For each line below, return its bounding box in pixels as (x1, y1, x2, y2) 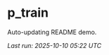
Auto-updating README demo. (7, 28, 97, 36)
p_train (7, 5, 49, 21)
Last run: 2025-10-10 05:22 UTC (7, 41, 102, 49)
